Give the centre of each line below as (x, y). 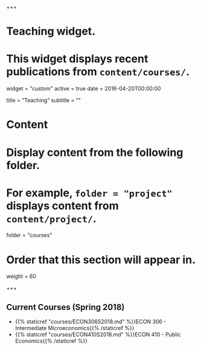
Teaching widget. (51, 31)
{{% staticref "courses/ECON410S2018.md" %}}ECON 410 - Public (98, 335)
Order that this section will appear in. (101, 260)
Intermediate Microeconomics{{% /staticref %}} (75, 328)
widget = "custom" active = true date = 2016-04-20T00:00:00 (84, 89)
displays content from (62, 206)
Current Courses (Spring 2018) (65, 307)
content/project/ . (51, 219)
